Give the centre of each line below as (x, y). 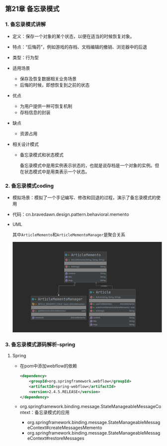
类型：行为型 (25, 57)
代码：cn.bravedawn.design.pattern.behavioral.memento (71, 214)
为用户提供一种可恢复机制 (46, 106)
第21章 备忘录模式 (32, 9)
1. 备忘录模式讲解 (26, 24)
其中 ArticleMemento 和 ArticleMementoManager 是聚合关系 (69, 234)
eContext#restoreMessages (56, 439)
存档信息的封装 (35, 112)
